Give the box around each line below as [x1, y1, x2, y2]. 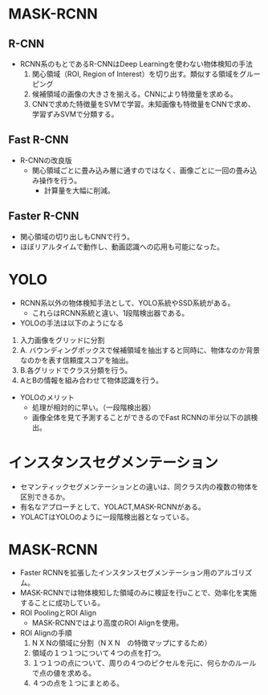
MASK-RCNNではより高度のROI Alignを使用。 [31, 618, 183, 628]
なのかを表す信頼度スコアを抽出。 [19, 355, 133, 365]
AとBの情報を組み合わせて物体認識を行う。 [19, 375, 163, 385]
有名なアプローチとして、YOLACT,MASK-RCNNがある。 [19, 501, 206, 511]
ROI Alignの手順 [19, 628, 72, 638]
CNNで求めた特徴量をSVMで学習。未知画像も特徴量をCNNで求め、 [31, 100, 255, 108]
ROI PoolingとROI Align [19, 608, 97, 618]
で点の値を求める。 [31, 668, 96, 678]
